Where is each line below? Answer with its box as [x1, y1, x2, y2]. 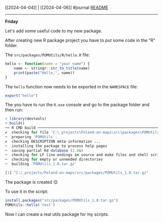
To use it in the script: [5, 188, 49, 194]
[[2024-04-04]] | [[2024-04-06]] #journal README [5, 5, 108, 10]
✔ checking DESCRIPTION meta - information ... [5, 139, 101, 144]
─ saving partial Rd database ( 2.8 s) [5, 148, 83, 153]
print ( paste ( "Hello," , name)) [14, 70, 75, 75]
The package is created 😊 [5, 179, 58, 185]
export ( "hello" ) [5, 93, 38, 98]
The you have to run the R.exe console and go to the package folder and [5, 102, 149, 108]
